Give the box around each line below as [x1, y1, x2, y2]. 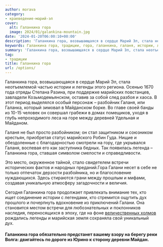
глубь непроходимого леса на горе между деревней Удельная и [5, 115, 139, 121]
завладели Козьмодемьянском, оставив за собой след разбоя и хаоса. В [5, 94, 157, 100]
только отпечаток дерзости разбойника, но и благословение [5, 170, 131, 175]
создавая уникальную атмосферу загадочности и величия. [5, 180, 128, 185]
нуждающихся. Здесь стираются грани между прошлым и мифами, [5, 175, 147, 181]
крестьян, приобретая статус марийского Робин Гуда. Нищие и [5, 135, 137, 140]
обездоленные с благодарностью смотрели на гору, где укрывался [5, 140, 146, 145]
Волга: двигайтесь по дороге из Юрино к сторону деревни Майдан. [5, 236, 149, 242]
